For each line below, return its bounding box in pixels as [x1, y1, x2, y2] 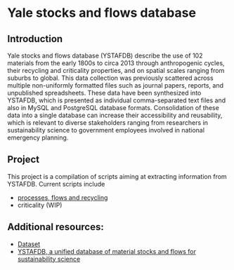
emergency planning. [7, 133, 69, 142]
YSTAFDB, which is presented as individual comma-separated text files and [7, 96, 226, 104]
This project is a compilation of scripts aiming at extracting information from [7, 172, 227, 180]
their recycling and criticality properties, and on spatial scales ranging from [7, 67, 225, 74]
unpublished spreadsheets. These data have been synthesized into [7, 89, 202, 97]
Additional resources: [7, 221, 104, 233]
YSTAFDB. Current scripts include [7, 180, 105, 188]
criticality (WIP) [17, 201, 63, 209]
